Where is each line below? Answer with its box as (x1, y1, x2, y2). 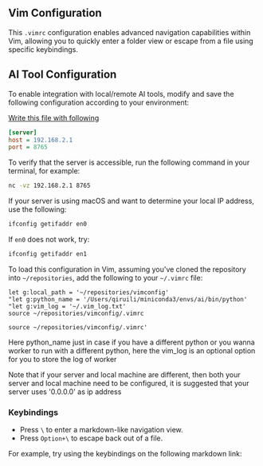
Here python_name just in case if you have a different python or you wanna (8, 337, 255, 347)
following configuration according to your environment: (8, 98, 190, 107)
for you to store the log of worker (8, 354, 117, 364)
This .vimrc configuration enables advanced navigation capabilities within (8, 27, 251, 37)
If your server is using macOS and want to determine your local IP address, (8, 196, 255, 206)
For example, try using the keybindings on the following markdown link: (8, 449, 242, 459)
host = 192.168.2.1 (8, 136, 73, 144)
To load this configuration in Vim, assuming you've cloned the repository (8, 264, 247, 274)
